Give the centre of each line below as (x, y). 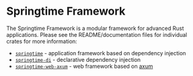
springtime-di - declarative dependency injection (78, 59)
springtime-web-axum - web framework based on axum (84, 66)
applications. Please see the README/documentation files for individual (97, 34)
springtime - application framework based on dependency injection (100, 53)
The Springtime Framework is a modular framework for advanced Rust (95, 28)
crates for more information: (42, 41)
